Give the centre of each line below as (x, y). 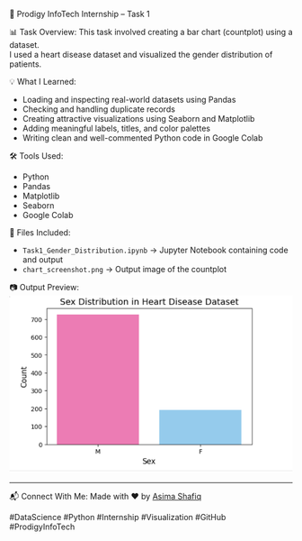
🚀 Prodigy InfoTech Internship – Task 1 (80, 14)
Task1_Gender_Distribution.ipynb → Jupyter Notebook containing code (155, 250)
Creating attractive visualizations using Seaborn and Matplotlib (138, 119)
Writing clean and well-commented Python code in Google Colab (142, 138)
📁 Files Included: (40, 233)
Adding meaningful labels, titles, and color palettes (116, 128)
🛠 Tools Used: (36, 156)
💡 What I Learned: (43, 82)
